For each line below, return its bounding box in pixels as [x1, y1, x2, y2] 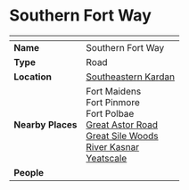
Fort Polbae [86, 107, 135, 120]
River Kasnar [86, 140, 140, 153]
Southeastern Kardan [86, 70, 176, 83]
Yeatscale [86, 152, 127, 164]
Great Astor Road [86, 118, 159, 130]
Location [13, 70, 52, 83]
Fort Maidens [86, 85, 142, 97]
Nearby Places [13, 118, 78, 130]
